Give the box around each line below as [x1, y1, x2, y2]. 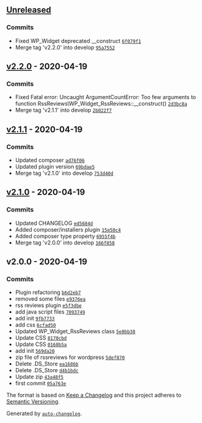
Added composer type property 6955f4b [15, 232, 116, 240]
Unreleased [6, 5, 52, 15]
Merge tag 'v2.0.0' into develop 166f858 [15, 238, 115, 246]
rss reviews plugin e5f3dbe [15, 302, 82, 309]
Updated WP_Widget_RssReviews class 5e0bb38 [15, 328, 135, 335]
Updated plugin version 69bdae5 [15, 163, 95, 171]
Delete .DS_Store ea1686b [15, 360, 79, 367]
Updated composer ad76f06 [15, 156, 85, 164]
